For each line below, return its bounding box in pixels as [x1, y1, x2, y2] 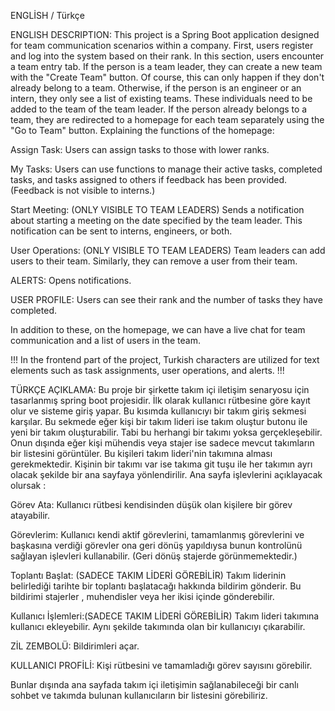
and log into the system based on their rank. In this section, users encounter [10, 50, 325, 62]
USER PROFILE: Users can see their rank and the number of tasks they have [10, 294, 323, 305]
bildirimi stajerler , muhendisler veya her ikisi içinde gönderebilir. [10, 591, 275, 602]
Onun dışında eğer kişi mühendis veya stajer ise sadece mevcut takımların [10, 437, 315, 449]
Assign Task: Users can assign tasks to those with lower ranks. [10, 144, 270, 155]
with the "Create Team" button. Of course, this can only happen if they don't [10, 71, 325, 83]
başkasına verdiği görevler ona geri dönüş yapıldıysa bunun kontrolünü [10, 540, 303, 551]
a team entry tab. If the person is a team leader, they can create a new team [10, 61, 323, 72]
